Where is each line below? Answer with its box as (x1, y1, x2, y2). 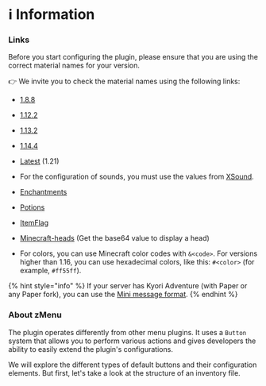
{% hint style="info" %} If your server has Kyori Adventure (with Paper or (8, 281, 248, 291)
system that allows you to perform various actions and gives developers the (8, 336, 256, 345)
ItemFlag (19, 218, 49, 228)
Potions (19, 203, 45, 212)
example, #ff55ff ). (19, 266, 82, 276)
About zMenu (8, 310, 62, 321)
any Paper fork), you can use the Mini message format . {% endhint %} (8, 290, 238, 299)
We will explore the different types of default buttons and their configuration (8, 360, 257, 369)
